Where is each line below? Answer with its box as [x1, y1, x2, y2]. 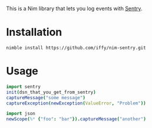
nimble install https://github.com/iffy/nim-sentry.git [6, 45, 146, 50]
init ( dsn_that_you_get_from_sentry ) [6, 89, 96, 95]
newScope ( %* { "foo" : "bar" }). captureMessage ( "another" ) [6, 116, 146, 122]
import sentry [6, 83, 41, 90]
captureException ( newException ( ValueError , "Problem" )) [6, 100, 146, 106]
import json [6, 111, 35, 117]
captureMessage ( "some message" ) [6, 95, 85, 100]
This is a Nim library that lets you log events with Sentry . [6, 5, 143, 12]
